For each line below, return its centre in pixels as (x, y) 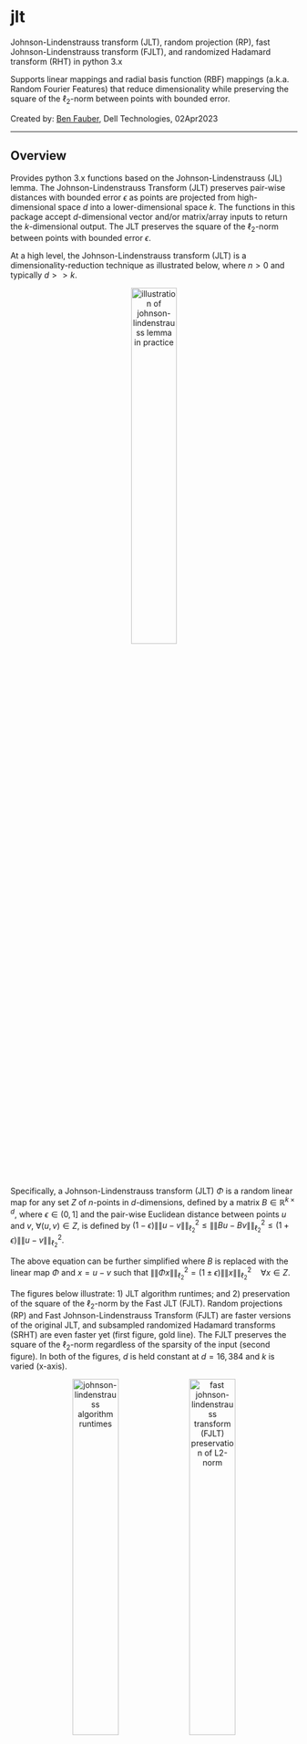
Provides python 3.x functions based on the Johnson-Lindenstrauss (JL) (147, 178)
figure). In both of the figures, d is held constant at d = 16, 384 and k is (143, 1356)
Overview (39, 156)
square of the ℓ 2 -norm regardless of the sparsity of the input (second (140, 1345)
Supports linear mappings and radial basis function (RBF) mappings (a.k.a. (150, 79)
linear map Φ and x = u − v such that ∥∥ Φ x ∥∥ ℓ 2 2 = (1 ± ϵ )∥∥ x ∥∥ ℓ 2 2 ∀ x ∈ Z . (150, 1273)
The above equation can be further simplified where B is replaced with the (150, 1261)
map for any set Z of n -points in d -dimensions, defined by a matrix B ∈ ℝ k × (153, 1201)
